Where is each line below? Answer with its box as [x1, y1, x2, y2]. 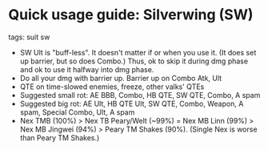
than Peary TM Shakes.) [19, 132, 100, 142]
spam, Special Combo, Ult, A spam [19, 107, 135, 117]
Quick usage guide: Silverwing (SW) [8, 6, 254, 24]
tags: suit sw [8, 32, 50, 42]
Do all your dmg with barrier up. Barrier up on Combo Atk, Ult [19, 73, 222, 83]
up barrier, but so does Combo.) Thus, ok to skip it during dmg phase [19, 56, 249, 66]
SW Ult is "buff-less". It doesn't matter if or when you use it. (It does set [19, 47, 257, 57]
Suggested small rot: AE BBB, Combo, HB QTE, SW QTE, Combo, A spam [19, 90, 261, 99]
